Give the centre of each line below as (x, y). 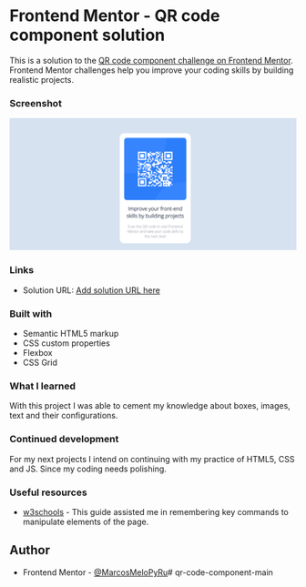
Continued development (64, 440)
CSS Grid (40, 363)
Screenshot (36, 103)
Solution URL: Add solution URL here (92, 290)
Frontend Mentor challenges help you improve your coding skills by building (152, 70)
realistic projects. (42, 79)
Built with (31, 313)
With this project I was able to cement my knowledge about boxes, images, (150, 406)
